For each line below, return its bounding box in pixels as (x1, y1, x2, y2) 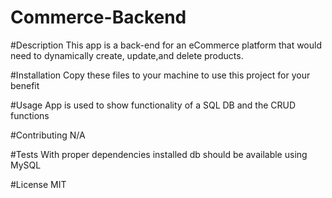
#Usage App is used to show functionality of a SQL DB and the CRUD (10, 99, 297, 111)
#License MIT (10, 178, 67, 190)
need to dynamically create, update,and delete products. (10, 49, 244, 61)
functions (10, 109, 50, 121)
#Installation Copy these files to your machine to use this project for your (10, 69, 311, 81)
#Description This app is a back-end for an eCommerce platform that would (10, 39, 323, 51)
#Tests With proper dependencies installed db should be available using (10, 148, 308, 160)
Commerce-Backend (10, 6, 187, 29)
